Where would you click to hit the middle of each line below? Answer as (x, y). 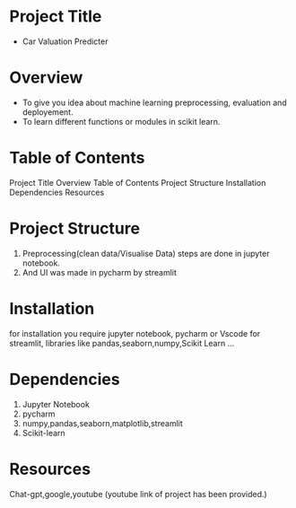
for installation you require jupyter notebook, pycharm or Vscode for (135, 333)
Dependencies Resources (57, 192)
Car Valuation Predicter (65, 41)
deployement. (48, 112)
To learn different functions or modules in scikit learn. (121, 121)
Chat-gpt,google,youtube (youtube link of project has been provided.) (138, 494)
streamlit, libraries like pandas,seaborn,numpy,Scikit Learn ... (122, 343)
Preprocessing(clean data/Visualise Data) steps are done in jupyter (146, 253)
